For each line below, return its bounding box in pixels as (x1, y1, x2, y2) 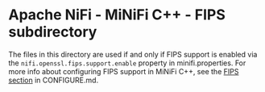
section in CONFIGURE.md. (8, 75, 99, 85)
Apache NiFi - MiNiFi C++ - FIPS (8, 6, 226, 24)
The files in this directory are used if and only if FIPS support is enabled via (8, 49, 258, 59)
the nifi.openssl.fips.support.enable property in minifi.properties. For (8, 58, 246, 68)
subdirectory (8, 23, 97, 41)
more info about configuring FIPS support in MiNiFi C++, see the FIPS (8, 66, 239, 76)
